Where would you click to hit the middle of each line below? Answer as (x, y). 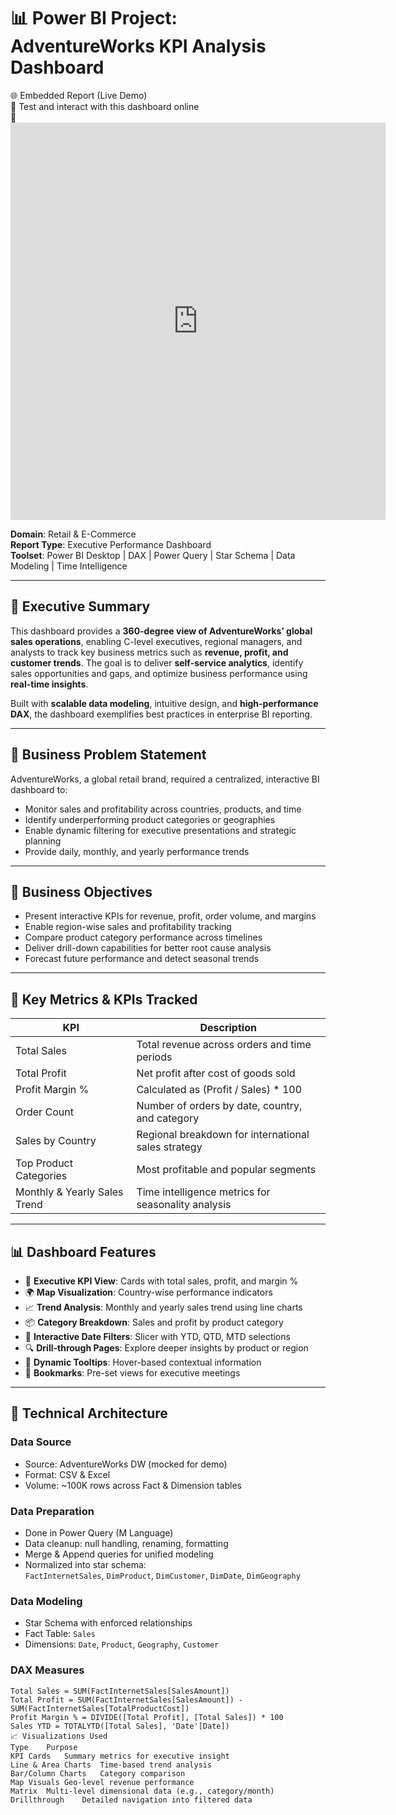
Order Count (44, 1112)
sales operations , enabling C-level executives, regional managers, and (156, 641)
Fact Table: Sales (60, 1634)
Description (228, 1028)
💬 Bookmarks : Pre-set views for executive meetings (132, 1373)
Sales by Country (56, 1141)
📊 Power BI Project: (94, 18)
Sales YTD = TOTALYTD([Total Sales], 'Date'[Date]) (120, 1726)
